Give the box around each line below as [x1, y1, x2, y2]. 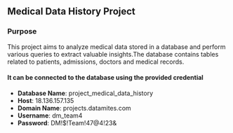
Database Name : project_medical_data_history [17, 89, 154, 97]
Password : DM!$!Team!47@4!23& [17, 118, 117, 127]
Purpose [7, 27, 37, 36]
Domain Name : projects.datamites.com [17, 104, 131, 112]
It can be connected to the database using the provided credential [7, 73, 204, 82]
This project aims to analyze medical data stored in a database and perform [7, 42, 226, 51]
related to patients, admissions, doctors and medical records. [7, 57, 185, 66]
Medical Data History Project [7, 6, 135, 17]
